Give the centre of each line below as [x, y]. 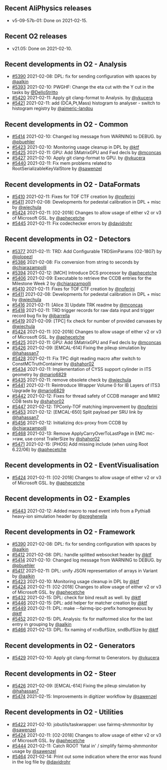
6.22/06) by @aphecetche [39, 449]
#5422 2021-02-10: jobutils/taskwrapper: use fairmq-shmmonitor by [82, 724]
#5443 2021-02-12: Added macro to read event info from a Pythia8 [81, 510]
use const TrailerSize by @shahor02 [62, 438]
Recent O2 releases [36, 37]
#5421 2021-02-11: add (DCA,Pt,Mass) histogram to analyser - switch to [86, 103]
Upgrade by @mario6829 [38, 391]
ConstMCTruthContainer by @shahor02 [53, 364]
